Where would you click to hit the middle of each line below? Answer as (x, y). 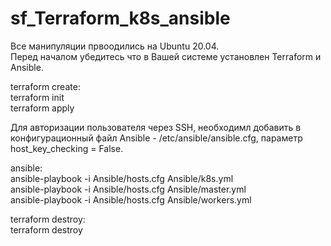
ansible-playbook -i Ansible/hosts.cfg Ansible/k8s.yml (122, 178)
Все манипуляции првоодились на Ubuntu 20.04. (115, 46)
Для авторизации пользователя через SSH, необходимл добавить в (156, 127)
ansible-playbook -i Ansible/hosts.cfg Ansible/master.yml (128, 189)
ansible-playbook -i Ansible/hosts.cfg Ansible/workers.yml (131, 199)
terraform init (37, 97)
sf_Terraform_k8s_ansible (120, 18)
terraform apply (42, 108)
